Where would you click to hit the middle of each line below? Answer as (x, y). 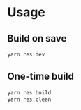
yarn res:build (29, 92)
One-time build (41, 77)
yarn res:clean (29, 99)
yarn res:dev (26, 54)
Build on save (37, 38)
